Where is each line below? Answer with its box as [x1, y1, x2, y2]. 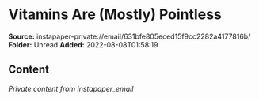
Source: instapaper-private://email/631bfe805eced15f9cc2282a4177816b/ [8, 32, 251, 41]
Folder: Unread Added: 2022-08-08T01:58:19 [8, 39, 158, 49]
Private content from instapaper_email [8, 84, 134, 93]
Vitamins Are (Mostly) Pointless [8, 6, 222, 24]
